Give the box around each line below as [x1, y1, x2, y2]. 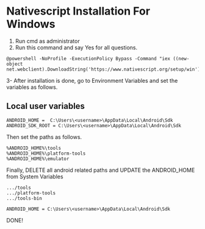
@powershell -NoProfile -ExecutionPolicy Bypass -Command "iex [6, 55, 171, 62]
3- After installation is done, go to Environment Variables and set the [6, 77, 178, 84]
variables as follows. [6, 83, 58, 91]
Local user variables [6, 101, 85, 111]
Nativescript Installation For [6, 4, 151, 18]
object [6, 61, 23, 67]
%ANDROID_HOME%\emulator [6, 155, 70, 162]
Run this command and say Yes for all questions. [15, 44, 138, 51]
